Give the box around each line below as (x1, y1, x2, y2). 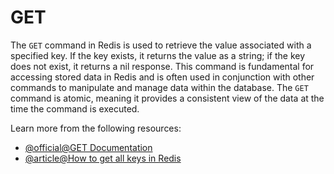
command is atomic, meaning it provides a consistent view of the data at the (10, 92, 325, 104)
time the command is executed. (10, 102, 140, 115)
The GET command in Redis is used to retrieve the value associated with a (10, 39, 312, 51)
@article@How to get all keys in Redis (24, 152, 182, 164)
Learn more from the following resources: (10, 122, 182, 134)
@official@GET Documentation (24, 141, 153, 153)
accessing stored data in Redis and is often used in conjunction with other (10, 71, 315, 83)
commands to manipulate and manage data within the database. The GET (10, 81, 309, 93)
